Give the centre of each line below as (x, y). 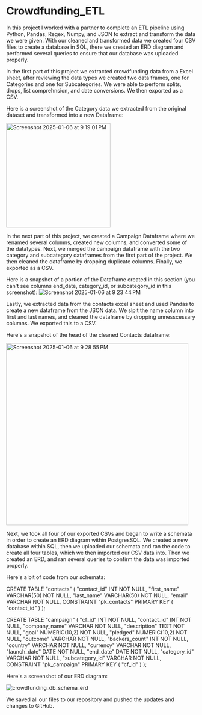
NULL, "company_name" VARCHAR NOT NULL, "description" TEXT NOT (96, 626)
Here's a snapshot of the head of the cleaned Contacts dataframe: (88, 334)
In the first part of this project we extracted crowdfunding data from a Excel (100, 71)
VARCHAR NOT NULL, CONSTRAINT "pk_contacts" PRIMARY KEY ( (90, 601)
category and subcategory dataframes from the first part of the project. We (99, 255)
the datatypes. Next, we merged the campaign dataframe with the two (93, 248)
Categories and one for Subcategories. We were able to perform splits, (94, 84)
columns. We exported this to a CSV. (51, 323)
